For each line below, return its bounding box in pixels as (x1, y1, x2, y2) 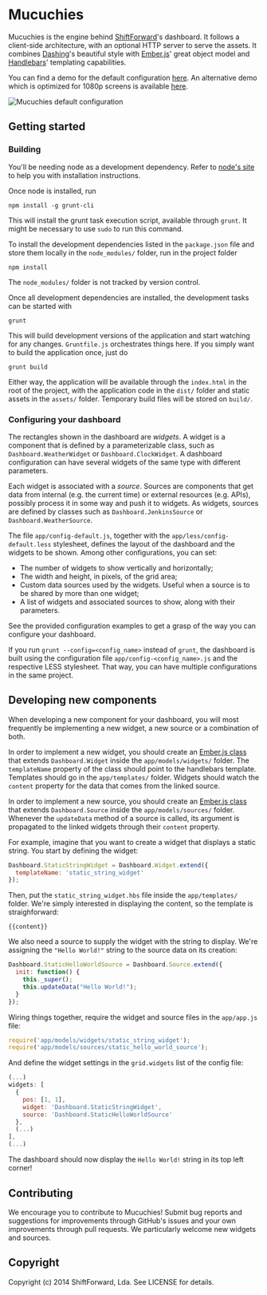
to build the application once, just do (8, 347, 128, 357)
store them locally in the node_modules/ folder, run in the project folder (8, 247, 238, 257)
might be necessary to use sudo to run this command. (8, 223, 184, 233)
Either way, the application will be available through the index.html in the (8, 377, 247, 386)
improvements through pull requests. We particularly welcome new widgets (8, 1224, 257, 1234)
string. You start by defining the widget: (8, 846, 139, 855)
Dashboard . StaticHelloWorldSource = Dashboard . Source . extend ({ (8, 961, 223, 969)
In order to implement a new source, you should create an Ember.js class (8, 796, 247, 806)
